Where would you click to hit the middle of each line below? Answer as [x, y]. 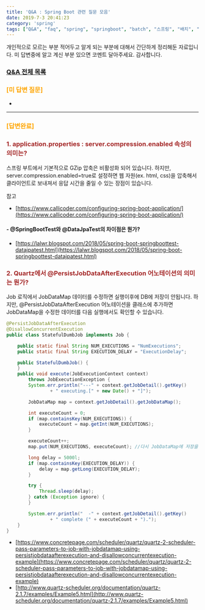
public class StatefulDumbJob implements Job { [68, 335]
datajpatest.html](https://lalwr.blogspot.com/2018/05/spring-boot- [99, 249]
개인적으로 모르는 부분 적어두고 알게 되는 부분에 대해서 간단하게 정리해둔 [92, 47]
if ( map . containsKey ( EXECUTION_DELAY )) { [82, 463]
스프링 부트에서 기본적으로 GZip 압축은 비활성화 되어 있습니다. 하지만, [89, 168]
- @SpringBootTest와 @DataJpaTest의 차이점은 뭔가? [73, 229]
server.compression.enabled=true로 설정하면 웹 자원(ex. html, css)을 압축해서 [102, 175]
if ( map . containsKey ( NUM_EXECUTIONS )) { [80, 418]
